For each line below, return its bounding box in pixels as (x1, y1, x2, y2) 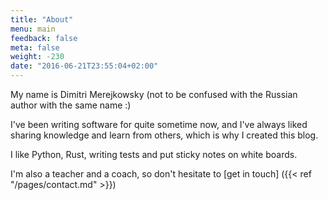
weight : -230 (10, 52, 65, 62)
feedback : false (10, 33, 78, 43)
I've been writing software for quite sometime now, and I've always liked (10, 119, 308, 130)
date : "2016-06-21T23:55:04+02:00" (10, 61, 159, 71)
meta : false (10, 42, 60, 53)
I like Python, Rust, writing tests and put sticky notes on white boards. (10, 149, 298, 160)
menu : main (10, 24, 56, 34)
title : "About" (10, 14, 74, 25)
